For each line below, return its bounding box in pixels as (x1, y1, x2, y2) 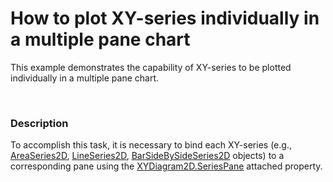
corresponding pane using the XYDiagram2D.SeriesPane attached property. (10, 160, 323, 172)
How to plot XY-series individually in (10, 7, 320, 30)
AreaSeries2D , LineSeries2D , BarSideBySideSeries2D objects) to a (10, 150, 285, 162)
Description (10, 116, 69, 130)
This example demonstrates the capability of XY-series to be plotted (10, 61, 292, 73)
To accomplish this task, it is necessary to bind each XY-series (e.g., (10, 139, 292, 151)
